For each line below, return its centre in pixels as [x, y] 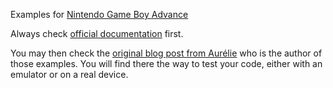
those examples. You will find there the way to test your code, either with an [166, 63]
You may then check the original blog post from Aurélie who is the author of [166, 53]
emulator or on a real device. [69, 74]
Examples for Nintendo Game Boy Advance [99, 14]
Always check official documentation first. [97, 33]
